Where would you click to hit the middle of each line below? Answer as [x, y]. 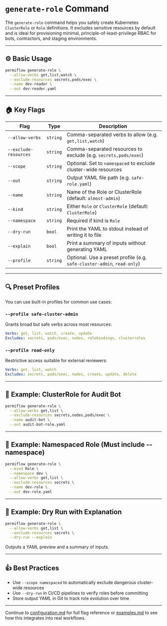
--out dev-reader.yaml [33, 89]
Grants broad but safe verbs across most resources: [59, 324]
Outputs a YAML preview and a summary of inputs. [57, 547]
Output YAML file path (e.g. [98, 178]
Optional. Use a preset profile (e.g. [107, 257]
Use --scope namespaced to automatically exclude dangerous [74, 583]
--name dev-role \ [29, 487]
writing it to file [84, 235]
